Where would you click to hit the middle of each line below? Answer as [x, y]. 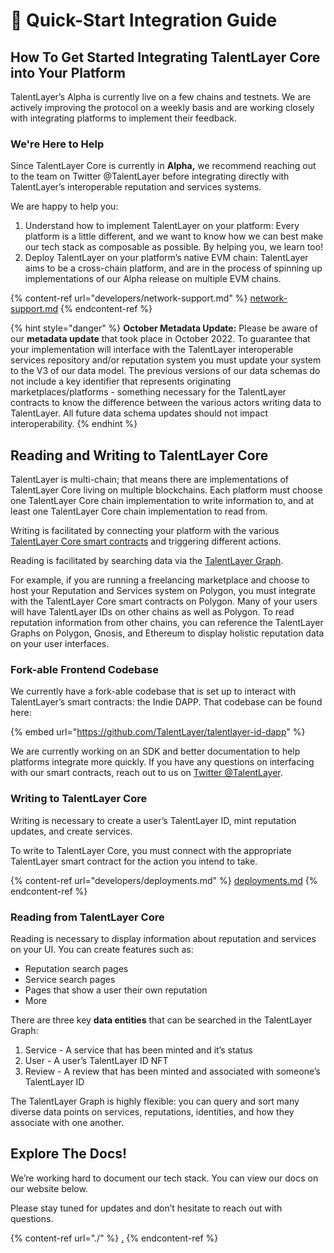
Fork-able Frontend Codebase [84, 670]
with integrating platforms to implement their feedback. [124, 118]
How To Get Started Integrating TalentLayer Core [165, 57]
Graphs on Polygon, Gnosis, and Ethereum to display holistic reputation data [167, 633]
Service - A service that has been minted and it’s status [138, 1050]
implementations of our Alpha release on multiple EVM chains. [153, 279]
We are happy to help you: [64, 206]
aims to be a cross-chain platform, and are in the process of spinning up [173, 268]
